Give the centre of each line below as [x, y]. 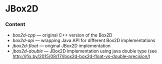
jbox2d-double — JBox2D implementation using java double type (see [85, 51]
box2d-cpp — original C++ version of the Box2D [62, 35]
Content [15, 24]
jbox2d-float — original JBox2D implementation [61, 46]
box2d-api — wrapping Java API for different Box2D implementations [84, 40]
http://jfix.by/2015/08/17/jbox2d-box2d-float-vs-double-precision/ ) [81, 56]
